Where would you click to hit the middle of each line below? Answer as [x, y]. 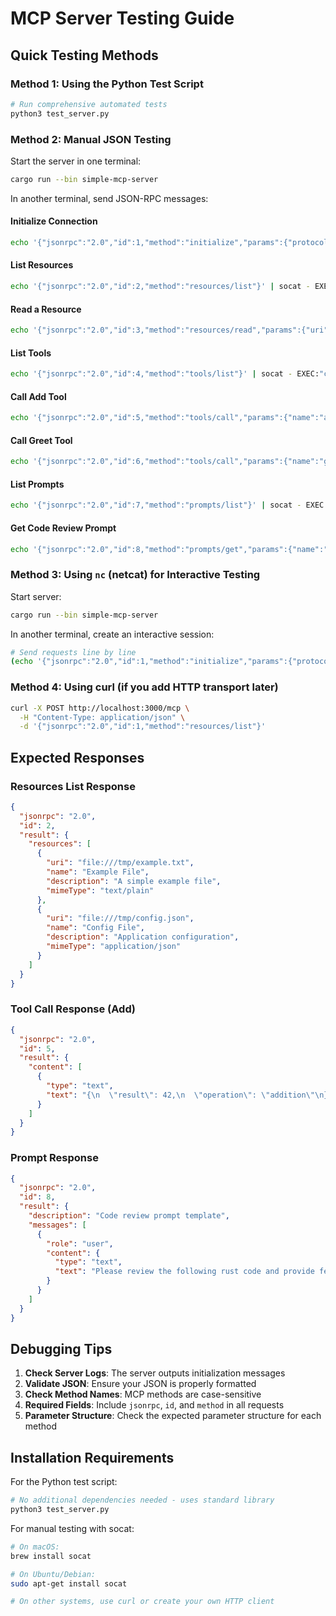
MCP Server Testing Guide [122, 18]
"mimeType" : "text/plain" [100, 890]
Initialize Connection [54, 221]
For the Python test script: [64, 1482]
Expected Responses [77, 757]
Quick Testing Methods [84, 55]
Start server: [36, 596]
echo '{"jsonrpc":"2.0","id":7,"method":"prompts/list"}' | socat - [156, 505]
